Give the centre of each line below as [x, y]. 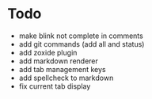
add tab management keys [62, 69]
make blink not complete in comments [81, 36]
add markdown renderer [58, 61]
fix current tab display [55, 86]
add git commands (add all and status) [82, 44]
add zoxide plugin [48, 52]
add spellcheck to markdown [66, 78]
